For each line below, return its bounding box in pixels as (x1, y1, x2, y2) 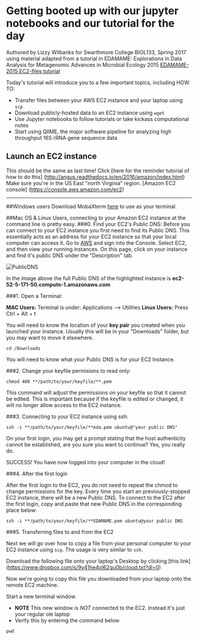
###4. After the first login (6, 470, 68, 477)
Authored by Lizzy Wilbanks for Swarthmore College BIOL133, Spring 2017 (6, 48, 187, 55)
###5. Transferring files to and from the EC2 (6, 528, 114, 535)
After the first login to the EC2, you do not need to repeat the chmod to (6, 481, 178, 488)
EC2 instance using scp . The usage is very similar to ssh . (6, 546, 143, 553)
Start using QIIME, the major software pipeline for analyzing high (14, 128, 172, 135)
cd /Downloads (6, 345, 41, 352)
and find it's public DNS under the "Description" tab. (6, 252, 134, 259)
